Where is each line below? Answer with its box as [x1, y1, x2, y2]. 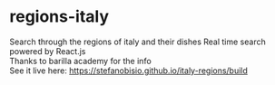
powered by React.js [9, 45, 86, 56]
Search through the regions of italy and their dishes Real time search [9, 36, 266, 47]
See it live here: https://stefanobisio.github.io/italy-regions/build [9, 65, 248, 76]
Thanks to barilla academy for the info [9, 55, 152, 66]
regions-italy [9, 6, 110, 27]
